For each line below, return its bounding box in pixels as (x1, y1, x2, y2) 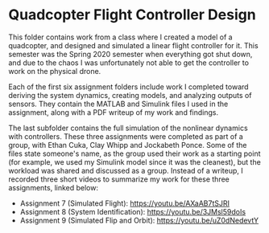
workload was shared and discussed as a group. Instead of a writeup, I (8, 166, 243, 175)
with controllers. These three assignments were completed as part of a (8, 131, 243, 141)
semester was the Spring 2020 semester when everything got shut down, (8, 49, 253, 59)
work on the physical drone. (8, 66, 101, 76)
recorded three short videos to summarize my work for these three (8, 174, 230, 184)
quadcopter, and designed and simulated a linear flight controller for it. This (8, 40, 259, 50)
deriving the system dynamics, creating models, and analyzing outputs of (8, 90, 252, 100)
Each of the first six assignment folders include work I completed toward (8, 82, 249, 92)
